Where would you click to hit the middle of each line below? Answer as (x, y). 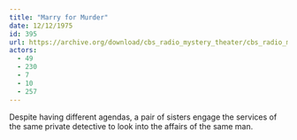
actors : (23, 51)
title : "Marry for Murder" (59, 17)
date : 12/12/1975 (41, 26)
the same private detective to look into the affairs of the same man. (131, 126)
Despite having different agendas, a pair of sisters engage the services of (143, 117)
